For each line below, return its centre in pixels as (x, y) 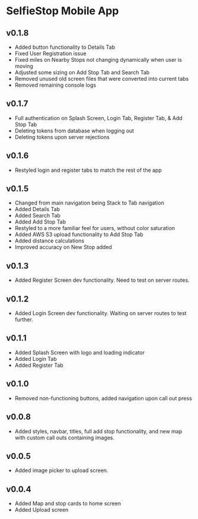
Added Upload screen (41, 510)
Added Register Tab (39, 365)
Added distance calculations (49, 241)
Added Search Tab (38, 216)
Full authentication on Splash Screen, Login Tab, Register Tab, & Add (98, 118)
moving (24, 66)
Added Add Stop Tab (40, 222)
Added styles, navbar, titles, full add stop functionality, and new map (98, 431)
